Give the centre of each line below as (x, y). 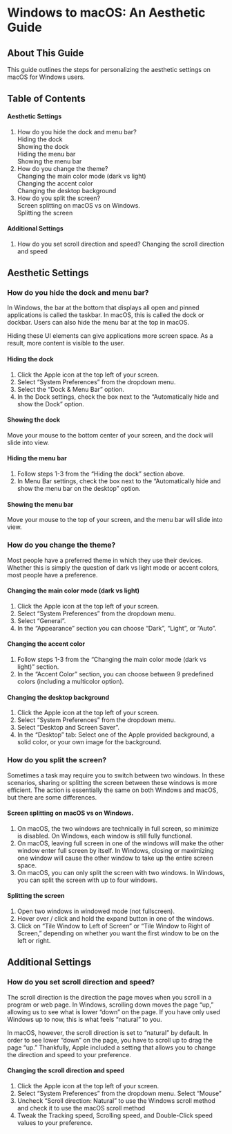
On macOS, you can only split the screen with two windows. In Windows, (121, 872)
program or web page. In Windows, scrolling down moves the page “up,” (110, 1005)
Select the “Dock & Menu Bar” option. (70, 389)
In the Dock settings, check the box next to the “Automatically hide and (118, 397)
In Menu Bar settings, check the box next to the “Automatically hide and (119, 481)
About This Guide (46, 53)
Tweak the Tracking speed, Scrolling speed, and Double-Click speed (115, 1115)
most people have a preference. (52, 575)
